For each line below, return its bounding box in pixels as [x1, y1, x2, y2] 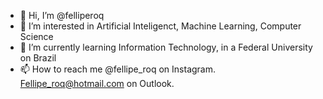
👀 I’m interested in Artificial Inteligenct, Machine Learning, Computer [19, 20, 302, 32]
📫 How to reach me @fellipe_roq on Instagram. [19, 63, 217, 75]
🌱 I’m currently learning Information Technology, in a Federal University [19, 41, 313, 53]
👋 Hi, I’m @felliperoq [19, 10, 105, 21]
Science [19, 31, 54, 42]
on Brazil [19, 52, 57, 64]
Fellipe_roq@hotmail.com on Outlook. [19, 78, 175, 89]
